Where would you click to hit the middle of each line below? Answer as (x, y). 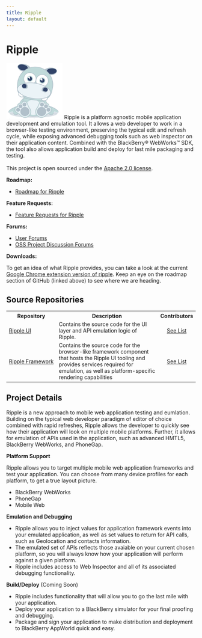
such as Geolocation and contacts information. (73, 541)
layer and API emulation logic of (98, 330)
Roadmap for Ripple (39, 192)
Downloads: (22, 256)
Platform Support (28, 456)
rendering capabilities (86, 377)
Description (107, 316)
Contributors (177, 316)
